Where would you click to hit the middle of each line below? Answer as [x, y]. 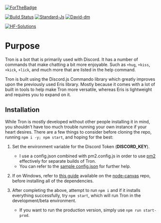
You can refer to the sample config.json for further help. [75, 166]
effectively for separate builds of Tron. [57, 161]
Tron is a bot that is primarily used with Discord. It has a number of [72, 59]
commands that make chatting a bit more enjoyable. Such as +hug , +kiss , [78, 64]
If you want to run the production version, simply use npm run [80, 210]
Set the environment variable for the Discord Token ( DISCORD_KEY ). [81, 146]
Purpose [23, 46]
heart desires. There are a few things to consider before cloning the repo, [78, 132]
